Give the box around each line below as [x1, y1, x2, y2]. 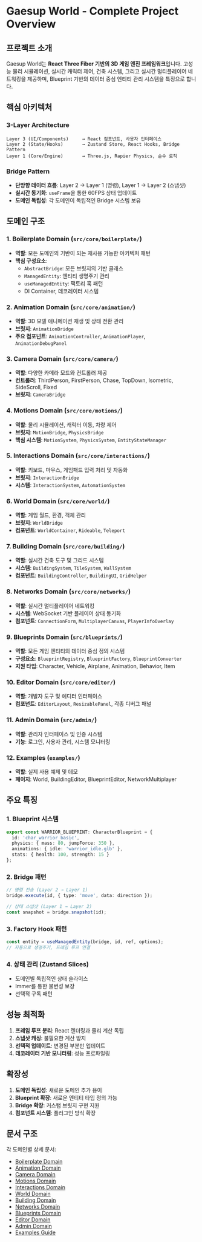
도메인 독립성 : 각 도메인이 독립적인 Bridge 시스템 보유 [15, 196, 141, 204]
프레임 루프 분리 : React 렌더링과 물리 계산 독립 [15, 1026, 124, 1034]
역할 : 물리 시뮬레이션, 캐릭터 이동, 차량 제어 [15, 421, 117, 428]
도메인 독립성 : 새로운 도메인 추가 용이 [15, 1086, 102, 1094]
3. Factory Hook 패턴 [6, 924, 67, 933]
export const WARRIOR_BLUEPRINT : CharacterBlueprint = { [6, 829, 153, 835]
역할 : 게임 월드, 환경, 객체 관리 [15, 511, 86, 519]
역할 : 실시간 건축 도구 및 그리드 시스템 [15, 557, 104, 564]
